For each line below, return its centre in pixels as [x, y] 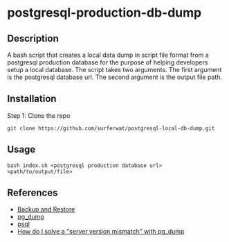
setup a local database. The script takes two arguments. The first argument [114, 70]
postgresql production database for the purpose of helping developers [108, 62]
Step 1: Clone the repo [39, 115]
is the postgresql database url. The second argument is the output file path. [115, 77]
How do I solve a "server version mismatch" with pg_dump [101, 232]
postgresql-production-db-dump [104, 13]
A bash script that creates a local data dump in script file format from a [108, 55]
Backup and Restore [46, 209]
